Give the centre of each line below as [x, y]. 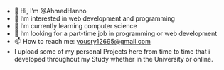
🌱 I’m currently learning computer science [75, 26]
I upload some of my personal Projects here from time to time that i [112, 52]
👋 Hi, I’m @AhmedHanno [50, 11]
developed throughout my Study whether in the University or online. [113, 59]
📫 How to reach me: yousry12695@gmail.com [82, 41]
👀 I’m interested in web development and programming [95, 18]
